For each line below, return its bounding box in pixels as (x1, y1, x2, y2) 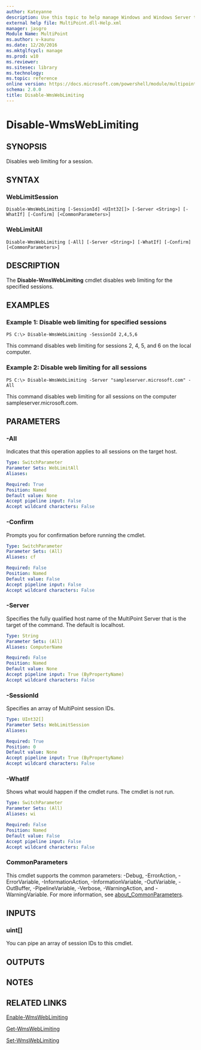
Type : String (6, 632, 39, 639)
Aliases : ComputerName (6, 644, 63, 650)
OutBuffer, (6, 884, 32, 891)
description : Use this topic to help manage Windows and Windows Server (6, 14, 191, 20)
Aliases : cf (6, 554, 36, 560)
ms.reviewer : (6, 59, 39, 65)
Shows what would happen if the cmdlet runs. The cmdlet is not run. (6, 788, 175, 796)
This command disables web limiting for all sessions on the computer (6, 392, 176, 400)
